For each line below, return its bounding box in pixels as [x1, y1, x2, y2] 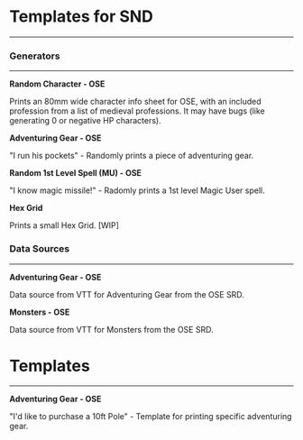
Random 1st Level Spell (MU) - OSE [9, 168, 142, 179]
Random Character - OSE [9, 78, 106, 89]
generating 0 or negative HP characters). [9, 115, 161, 126]
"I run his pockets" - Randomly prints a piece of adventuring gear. [9, 151, 254, 161]
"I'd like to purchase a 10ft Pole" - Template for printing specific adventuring [9, 411, 292, 422]
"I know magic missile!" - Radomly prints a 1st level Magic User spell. [9, 185, 265, 196]
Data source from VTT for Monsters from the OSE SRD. [9, 324, 214, 335]
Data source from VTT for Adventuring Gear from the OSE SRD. [9, 289, 245, 299]
